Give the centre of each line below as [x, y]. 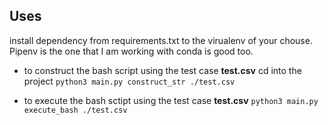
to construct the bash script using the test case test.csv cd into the [162, 70]
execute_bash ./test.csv [75, 110]
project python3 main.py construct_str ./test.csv [129, 81]
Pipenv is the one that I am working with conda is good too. [131, 51]
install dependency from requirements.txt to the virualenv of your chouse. [161, 40]
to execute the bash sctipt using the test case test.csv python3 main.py [171, 100]
